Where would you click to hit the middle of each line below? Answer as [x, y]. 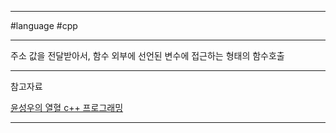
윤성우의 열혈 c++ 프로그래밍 [67, 107]
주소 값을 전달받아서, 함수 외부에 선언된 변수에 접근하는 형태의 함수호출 [147, 55]
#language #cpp [44, 25]
